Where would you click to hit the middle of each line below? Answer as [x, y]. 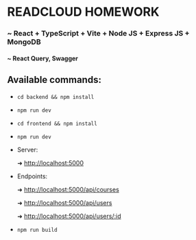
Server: [27, 149]
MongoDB [24, 42]
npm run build [37, 230]
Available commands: [54, 80]
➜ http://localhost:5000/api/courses [68, 189]
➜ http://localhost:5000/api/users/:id [69, 216]
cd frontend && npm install [57, 123]
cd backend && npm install [56, 97]
